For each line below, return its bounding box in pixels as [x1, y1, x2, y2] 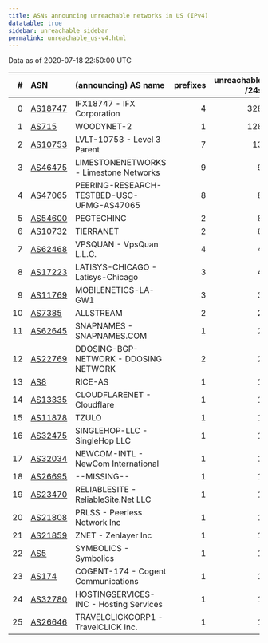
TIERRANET [74, 226, 120, 237]
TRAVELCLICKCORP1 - [74, 612, 164, 623]
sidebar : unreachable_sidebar [8, 26, 109, 34]
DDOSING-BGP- [74, 344, 139, 355]
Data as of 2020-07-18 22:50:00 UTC [8, 56, 132, 65]
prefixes [174, 80, 207, 91]
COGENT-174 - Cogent [74, 566, 167, 577]
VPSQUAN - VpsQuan [74, 239, 159, 250]
